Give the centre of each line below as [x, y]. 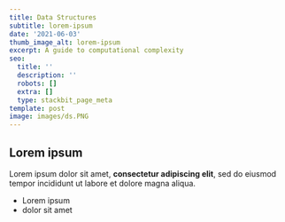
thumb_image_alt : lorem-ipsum [65, 42]
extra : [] [35, 91]
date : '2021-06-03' [45, 34]
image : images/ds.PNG [49, 116]
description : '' [47, 75]
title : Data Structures [53, 17]
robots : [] [37, 83]
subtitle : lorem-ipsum [51, 26]
